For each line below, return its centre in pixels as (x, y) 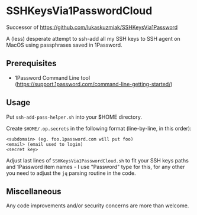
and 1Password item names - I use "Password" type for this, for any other (96, 167)
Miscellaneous (34, 191)
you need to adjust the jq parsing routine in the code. (71, 173)
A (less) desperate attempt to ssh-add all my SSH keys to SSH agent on (93, 38)
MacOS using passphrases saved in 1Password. (64, 45)
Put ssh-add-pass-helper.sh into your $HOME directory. (74, 117)
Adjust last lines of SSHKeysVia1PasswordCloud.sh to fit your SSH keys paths (98, 160)
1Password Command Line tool (52, 77)
